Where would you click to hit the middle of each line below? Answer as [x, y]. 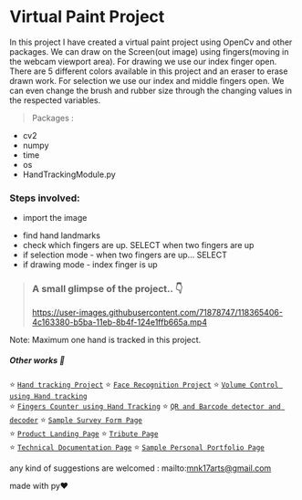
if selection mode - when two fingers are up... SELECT [125, 255]
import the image [55, 218]
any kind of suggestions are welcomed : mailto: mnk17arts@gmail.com [141, 468]
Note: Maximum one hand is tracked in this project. [105, 339]
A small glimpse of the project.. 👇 [107, 289]
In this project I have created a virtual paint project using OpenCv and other [151, 42]
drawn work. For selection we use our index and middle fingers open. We [147, 80]
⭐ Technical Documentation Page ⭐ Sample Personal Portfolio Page [137, 447]
